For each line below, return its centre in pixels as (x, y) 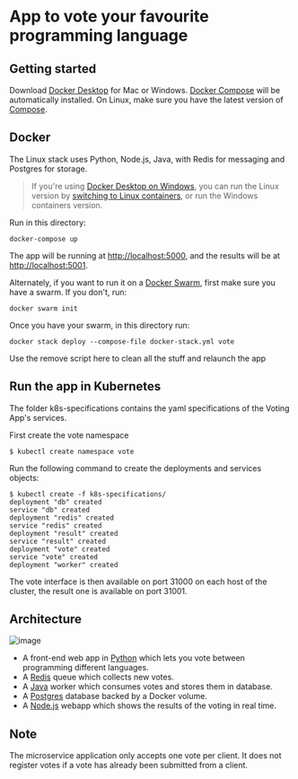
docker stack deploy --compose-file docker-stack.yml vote (122, 341)
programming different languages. (86, 668)
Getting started (53, 69)
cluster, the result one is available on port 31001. (98, 591)
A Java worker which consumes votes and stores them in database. (148, 687)
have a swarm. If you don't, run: (68, 292)
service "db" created (50, 510)
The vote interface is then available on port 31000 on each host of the (138, 582)
